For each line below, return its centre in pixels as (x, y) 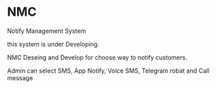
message (20, 78)
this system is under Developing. (53, 44)
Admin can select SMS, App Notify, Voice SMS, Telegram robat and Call (108, 71)
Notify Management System (47, 31)
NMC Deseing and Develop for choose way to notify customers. (97, 57)
